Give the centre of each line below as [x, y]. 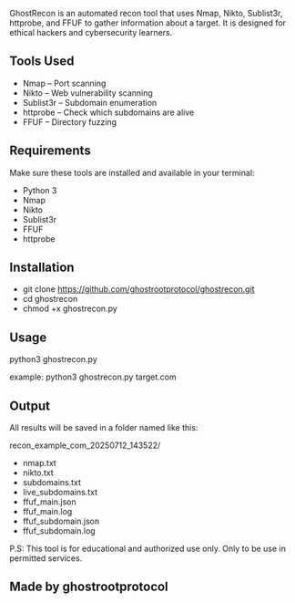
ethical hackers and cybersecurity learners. [91, 32]
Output [30, 405]
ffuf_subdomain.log [59, 531]
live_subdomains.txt [60, 493]
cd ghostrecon [50, 299]
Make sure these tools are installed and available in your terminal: [132, 172]
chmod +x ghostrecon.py [70, 308]
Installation [42, 268]
